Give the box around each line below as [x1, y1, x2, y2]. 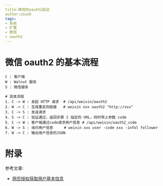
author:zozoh [5, 12, 32, 17]
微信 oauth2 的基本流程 [5, 57, 99, 68]
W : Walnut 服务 [5, 79, 37, 84]
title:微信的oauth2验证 [5, 7, 50, 12]
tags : [5, 16, 16, 21]
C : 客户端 [5, 74, 25, 79]
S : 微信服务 [5, 84, 29, 89]
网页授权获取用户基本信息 [12, 175, 64, 181]
